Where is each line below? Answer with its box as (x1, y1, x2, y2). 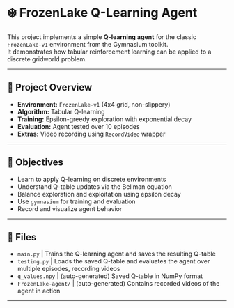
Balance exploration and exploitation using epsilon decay (17, 190, 181, 198)
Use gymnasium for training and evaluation (17, 197, 136, 206)
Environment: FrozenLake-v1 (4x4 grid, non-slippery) (17, 100, 171, 108)
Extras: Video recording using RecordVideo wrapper (17, 130, 166, 138)
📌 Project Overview (7, 82, 93, 93)
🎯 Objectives (7, 157, 64, 169)
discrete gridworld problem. (7, 54, 87, 63)
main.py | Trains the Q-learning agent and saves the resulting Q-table (17, 249, 216, 258)
